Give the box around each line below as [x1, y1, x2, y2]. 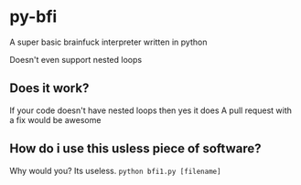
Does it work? [9, 80, 90, 97]
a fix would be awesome [9, 114, 102, 125]
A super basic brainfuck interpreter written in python [9, 36, 208, 47]
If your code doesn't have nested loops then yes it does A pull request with [9, 105, 293, 116]
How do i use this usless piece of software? [9, 141, 263, 157]
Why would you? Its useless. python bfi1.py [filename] [9, 165, 221, 176]
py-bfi [9, 6, 58, 27]
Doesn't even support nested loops [9, 54, 143, 65]
